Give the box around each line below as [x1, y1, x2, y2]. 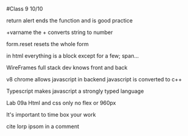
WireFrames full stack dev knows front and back [6, 64, 128, 71]
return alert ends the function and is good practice [6, 17, 133, 24]
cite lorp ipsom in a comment [6, 123, 79, 130]
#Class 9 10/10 [6, 5, 43, 12]
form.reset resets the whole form [6, 41, 89, 47]
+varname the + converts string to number [6, 29, 113, 36]
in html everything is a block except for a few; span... [6, 52, 139, 59]
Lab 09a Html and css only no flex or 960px [6, 100, 116, 106]
